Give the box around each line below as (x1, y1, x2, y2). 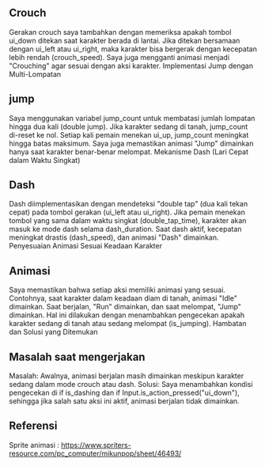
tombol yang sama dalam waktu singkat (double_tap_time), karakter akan (9, 216, 247, 225)
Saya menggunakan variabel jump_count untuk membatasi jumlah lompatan (9, 113, 256, 123)
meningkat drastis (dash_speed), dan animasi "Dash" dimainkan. (9, 233, 219, 242)
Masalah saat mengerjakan (9, 350, 146, 363)
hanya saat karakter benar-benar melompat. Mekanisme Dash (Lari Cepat (9, 146, 248, 157)
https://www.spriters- (61, 440, 131, 449)
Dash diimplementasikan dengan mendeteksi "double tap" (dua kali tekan (9, 199, 248, 209)
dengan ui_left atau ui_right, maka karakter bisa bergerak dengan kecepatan (9, 44, 258, 54)
